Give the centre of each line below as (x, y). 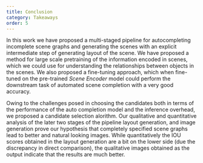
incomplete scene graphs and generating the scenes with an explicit (92, 46)
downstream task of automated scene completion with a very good (90, 85)
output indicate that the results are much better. (66, 155)
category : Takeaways (32, 18)
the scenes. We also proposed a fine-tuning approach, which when (90, 72)
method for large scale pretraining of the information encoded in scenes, (97, 59)
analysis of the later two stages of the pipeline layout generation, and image (101, 123)
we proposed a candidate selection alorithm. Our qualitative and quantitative (101, 116)
